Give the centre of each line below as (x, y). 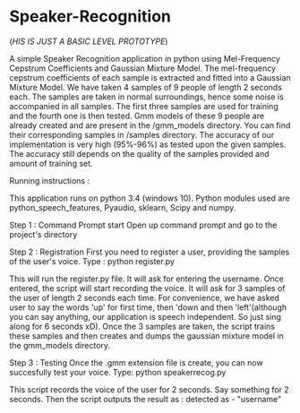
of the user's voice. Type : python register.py (92, 261)
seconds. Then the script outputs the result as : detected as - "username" (146, 399)
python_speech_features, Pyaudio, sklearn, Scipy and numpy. (123, 207)
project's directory (43, 234)
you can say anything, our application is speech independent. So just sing (146, 316)
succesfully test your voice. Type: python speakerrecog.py (118, 372)
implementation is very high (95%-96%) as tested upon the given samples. (148, 144)
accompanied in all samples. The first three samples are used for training (144, 106)
